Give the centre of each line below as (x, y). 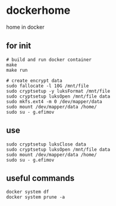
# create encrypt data (34, 81)
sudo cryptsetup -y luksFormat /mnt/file (58, 91)
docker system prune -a (36, 197)
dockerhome (38, 10)
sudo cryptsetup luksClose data (46, 144)
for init (19, 46)
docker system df (28, 192)
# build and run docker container (49, 60)
